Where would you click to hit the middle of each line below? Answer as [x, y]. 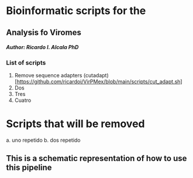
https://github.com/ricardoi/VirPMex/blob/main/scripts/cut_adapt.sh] [99, 81]
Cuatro [23, 100]
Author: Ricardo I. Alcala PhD [42, 47]
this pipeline [29, 168]
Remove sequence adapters [48, 75]
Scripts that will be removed [75, 124]
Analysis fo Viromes [44, 32]
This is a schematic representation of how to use [96, 158]
